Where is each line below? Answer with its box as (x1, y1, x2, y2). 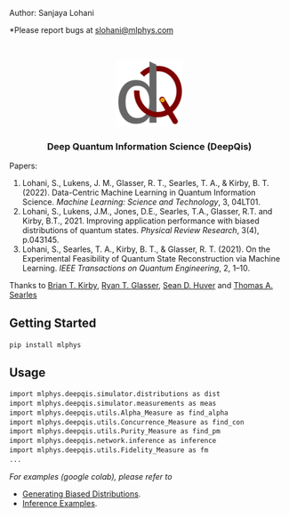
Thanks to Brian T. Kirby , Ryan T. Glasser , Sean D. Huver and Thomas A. (9, 280, 274, 291)
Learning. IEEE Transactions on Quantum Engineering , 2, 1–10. (21, 263, 251, 274)
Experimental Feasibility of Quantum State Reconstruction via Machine (21, 254, 281, 264)
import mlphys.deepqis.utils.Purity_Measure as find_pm (9, 427, 221, 436)
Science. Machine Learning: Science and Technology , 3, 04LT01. (21, 197, 261, 207)
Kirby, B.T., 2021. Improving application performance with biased (21, 215, 260, 226)
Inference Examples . (21, 497, 98, 508)
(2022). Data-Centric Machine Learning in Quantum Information (21, 187, 256, 198)
